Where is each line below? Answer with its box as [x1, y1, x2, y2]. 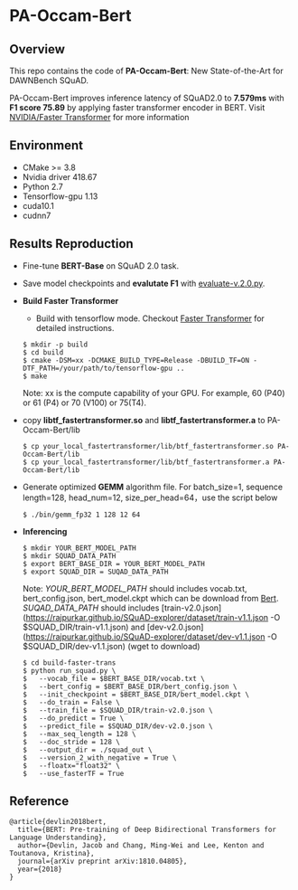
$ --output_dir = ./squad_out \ [22, 745, 153, 754]
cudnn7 [22, 210, 51, 221]
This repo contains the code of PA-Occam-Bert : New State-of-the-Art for [9, 65, 284, 76]
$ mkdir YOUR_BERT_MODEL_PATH [22, 544, 137, 553]
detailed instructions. [35, 322, 115, 333]
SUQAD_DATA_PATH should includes [22, 602, 160, 613]
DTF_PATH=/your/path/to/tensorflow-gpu [22, 364, 173, 373]
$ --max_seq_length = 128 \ [22, 729, 137, 738]
